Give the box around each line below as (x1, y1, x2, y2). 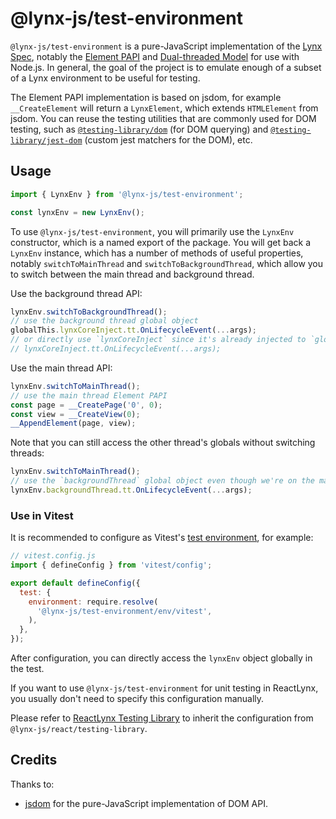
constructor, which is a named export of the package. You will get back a (10, 236, 311, 248)
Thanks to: (10, 778, 55, 790)
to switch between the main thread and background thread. (10, 268, 255, 280)
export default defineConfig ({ (10, 578, 141, 588)
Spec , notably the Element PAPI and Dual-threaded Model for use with (10, 50, 300, 62)
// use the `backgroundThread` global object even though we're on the (10, 476, 315, 486)
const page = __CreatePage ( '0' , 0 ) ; (10, 400, 163, 410)
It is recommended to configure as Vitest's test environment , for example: (10, 532, 314, 544)
